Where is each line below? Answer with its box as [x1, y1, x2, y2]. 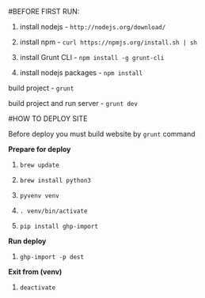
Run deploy [8, 236, 47, 246]
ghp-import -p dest [19, 253, 85, 261]
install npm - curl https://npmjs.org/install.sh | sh [19, 37, 198, 47]
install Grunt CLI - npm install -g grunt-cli [19, 53, 165, 62]
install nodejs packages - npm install [19, 68, 143, 77]
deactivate [19, 284, 56, 292]
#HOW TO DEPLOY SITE [8, 114, 88, 123]
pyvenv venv [19, 192, 59, 200]
